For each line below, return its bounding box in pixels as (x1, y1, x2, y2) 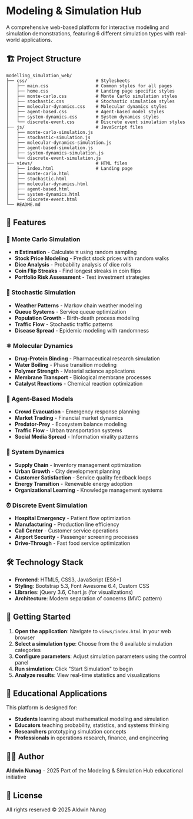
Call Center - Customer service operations (14, 527, 119, 534)
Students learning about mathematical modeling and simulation (14, 715, 169, 723)
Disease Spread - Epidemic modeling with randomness (14, 327, 149, 334)
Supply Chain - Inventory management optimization (14, 461, 141, 468)
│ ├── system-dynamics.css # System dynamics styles (6, 114, 159, 120)
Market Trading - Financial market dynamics (14, 415, 124, 422)
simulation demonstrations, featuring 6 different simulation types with (6, 29, 175, 37)
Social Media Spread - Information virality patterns (14, 433, 139, 440)
